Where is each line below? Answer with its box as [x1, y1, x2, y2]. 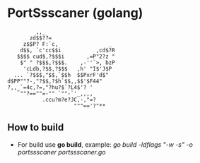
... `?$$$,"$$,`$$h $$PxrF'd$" [13, 71, 110, 78]
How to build [7, 121, 64, 133]
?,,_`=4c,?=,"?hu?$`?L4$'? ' [7, 83, 93, 91]
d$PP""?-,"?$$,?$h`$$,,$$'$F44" [7, 78, 102, 85]
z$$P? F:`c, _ [23, 40, 112, 47]
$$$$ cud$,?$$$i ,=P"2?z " [16, 53, 115, 60]
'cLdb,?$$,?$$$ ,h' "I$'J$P [23, 65, 112, 72]
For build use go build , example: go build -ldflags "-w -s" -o [17, 140, 193, 149]
